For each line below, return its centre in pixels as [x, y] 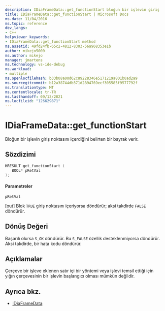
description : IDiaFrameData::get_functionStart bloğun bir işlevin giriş [82, 10]
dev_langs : [16, 28]
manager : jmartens [24, 60]
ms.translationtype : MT [30, 87]
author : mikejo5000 [25, 51]
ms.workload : [18, 69]
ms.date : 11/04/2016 [26, 19]
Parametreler [19, 186]
